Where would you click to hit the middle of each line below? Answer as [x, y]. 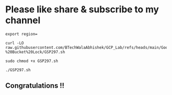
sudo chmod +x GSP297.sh [32, 61]
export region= [21, 34]
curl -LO [15, 43]
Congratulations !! [35, 86]
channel [23, 20]
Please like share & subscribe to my [82, 9]
